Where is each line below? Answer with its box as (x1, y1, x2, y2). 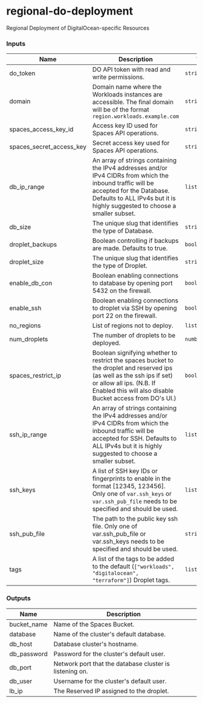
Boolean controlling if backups (92, 236, 179, 245)
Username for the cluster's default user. (53, 677, 167, 685)
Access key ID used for (92, 121, 158, 130)
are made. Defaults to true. (92, 244, 168, 253)
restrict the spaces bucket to (92, 356, 174, 365)
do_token (9, 69, 36, 78)
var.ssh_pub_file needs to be (92, 497, 177, 505)
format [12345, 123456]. (92, 482, 166, 490)
